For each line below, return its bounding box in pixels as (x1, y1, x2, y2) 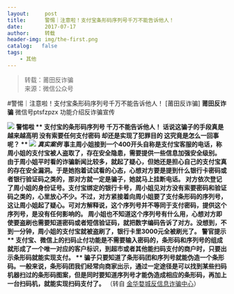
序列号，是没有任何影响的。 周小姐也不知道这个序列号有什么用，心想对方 (7, 210, 217, 218)
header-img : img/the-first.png (7, 36, 98, 43)
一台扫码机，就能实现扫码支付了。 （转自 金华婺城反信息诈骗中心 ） (7, 279, 200, 288)
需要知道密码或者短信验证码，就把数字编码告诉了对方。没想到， (37, 218, 221, 226)
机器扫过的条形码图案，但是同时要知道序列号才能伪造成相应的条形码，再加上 (7, 270, 227, 279)
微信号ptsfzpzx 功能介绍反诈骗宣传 (15, 107, 115, 116)
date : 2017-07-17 (7, 23, 77, 30)
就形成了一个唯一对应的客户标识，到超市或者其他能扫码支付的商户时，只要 (7, 245, 221, 253)
